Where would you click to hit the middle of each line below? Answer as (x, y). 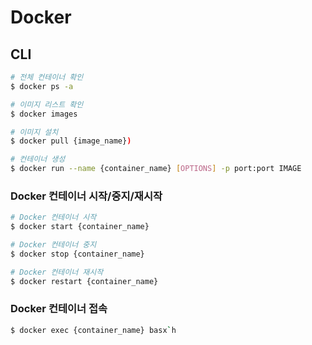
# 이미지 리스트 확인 (47, 104)
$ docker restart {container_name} (84, 281)
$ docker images (44, 114)
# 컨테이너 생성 (38, 159)
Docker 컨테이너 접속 (59, 309)
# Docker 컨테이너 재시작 (57, 272)
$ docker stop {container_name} (77, 254)
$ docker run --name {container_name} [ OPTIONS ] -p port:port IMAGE (156, 169)
